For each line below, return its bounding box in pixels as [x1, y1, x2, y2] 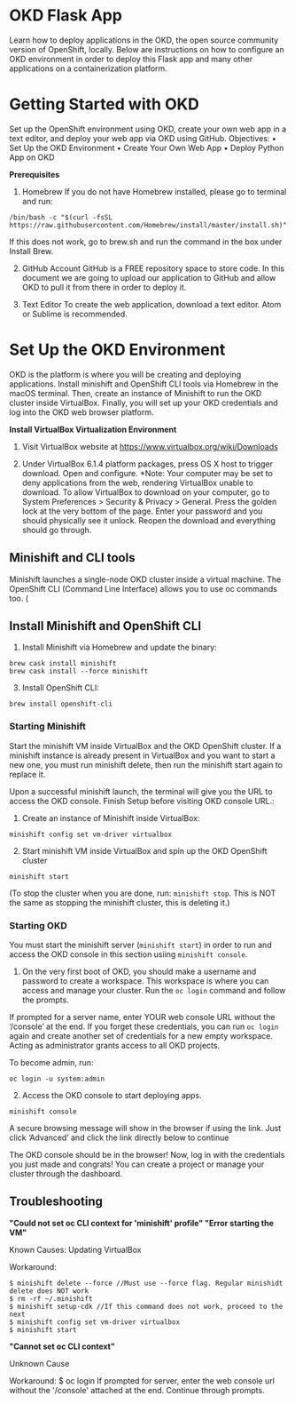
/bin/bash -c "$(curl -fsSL [9, 212, 113, 222]
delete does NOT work [9, 1286, 89, 1296]
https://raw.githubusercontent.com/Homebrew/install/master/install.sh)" [9, 220, 288, 229]
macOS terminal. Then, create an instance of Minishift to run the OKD [9, 387, 262, 398]
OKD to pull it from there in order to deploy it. [21, 282, 187, 292]
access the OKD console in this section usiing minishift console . [9, 949, 248, 960]
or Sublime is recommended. [21, 308, 128, 319]
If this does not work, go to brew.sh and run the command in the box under [9, 236, 283, 247]
